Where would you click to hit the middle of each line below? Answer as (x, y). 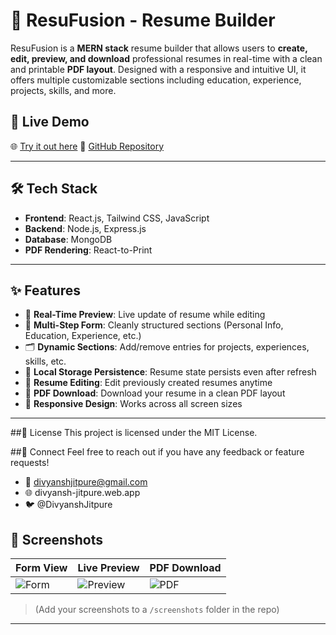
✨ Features (45, 290)
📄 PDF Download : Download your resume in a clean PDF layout (155, 393)
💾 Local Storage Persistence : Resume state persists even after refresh (170, 372)
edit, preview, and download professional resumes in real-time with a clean (166, 58)
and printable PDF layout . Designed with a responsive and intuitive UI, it (158, 69)
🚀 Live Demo (50, 122)
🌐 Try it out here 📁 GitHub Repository (87, 146)
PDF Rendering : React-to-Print (88, 250)
